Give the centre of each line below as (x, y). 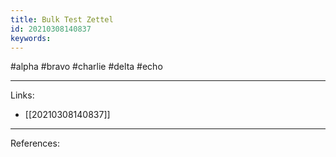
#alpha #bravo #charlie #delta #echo (86, 67)
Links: (22, 95)
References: (35, 143)
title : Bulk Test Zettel (62, 19)
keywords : (31, 38)
